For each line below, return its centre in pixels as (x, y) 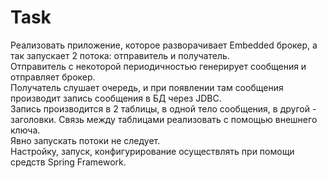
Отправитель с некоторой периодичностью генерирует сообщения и (158, 66)
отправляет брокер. (53, 77)
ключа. (25, 130)
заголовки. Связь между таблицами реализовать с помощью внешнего (164, 119)
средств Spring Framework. (68, 162)
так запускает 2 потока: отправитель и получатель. (120, 55)
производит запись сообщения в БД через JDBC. (116, 98)
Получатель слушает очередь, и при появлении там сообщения (147, 87)
